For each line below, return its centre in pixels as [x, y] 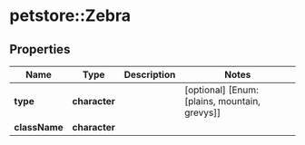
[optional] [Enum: [221, 90]
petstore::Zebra [70, 16]
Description [150, 75]
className [39, 127]
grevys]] [202, 112]
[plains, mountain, [223, 101]
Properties [40, 49]
